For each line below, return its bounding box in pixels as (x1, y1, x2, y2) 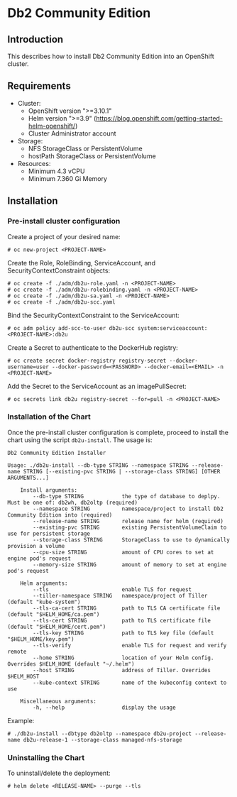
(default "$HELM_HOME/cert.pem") (7, 623, 106, 630)
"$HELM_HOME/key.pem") (7, 635, 75, 643)
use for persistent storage (7, 530, 91, 537)
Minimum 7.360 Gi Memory (28, 174, 108, 182)
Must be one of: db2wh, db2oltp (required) (7, 499, 138, 506)
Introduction (7, 33, 64, 45)
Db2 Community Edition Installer (7, 449, 106, 456)
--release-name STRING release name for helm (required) (33, 517, 224, 524)
